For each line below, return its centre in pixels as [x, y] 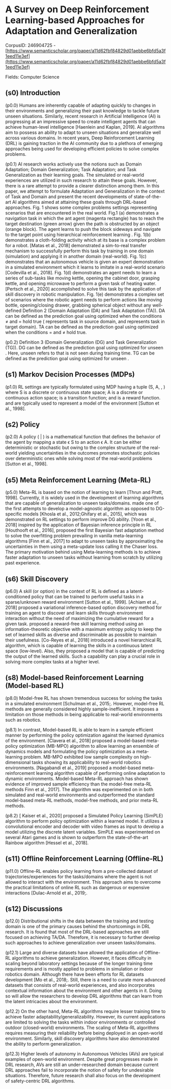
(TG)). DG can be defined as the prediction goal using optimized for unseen [84, 347]
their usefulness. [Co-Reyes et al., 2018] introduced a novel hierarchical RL [84, 640]
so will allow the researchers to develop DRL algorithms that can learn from [84, 996]
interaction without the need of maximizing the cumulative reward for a [79, 618]
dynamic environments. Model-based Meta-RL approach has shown [77, 778]
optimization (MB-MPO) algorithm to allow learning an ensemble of [89, 746]
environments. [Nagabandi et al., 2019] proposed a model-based [73, 768]
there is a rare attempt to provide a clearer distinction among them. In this [82, 185]
